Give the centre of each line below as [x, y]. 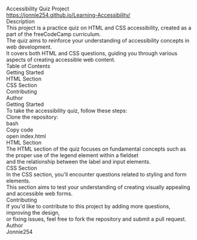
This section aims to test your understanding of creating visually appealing [98, 187]
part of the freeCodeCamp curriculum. [54, 34]
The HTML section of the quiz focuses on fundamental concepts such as [96, 149]
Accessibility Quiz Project [38, 9]
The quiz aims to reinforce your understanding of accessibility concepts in [98, 40]
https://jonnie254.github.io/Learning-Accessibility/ [68, 15]
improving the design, [33, 213]
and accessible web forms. [40, 193]
